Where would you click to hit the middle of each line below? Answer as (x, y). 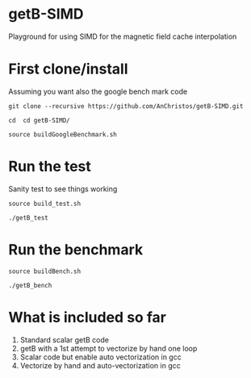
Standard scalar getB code (64, 339)
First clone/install (68, 69)
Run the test (50, 167)
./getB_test (28, 218)
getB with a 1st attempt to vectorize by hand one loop (109, 348)
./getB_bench (30, 285)
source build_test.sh (45, 204)
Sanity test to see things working (63, 189)
